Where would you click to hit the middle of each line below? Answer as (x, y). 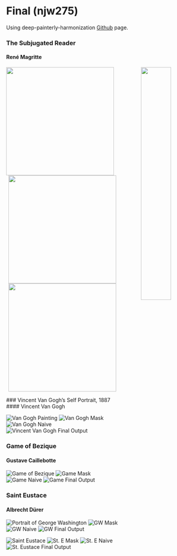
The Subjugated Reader (41, 43)
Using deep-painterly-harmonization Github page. (67, 27)
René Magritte (24, 57)
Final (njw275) (42, 11)
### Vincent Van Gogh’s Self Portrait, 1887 (59, 400)
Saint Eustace (26, 495)
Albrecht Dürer (25, 509)
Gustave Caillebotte (31, 460)
